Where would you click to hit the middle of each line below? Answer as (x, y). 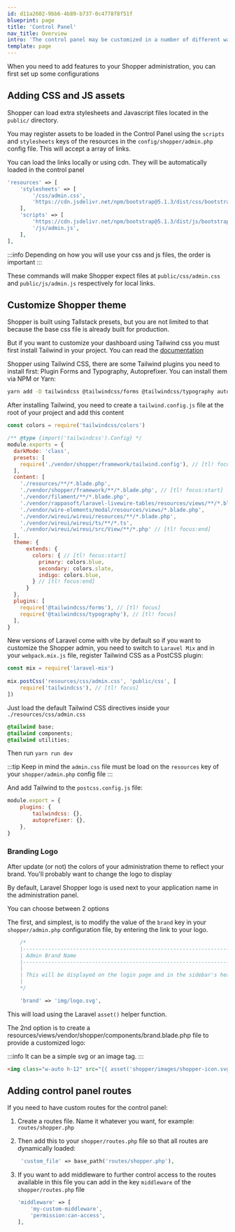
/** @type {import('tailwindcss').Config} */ (74, 438)
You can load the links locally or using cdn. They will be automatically (107, 162)
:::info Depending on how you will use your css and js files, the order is (109, 255)
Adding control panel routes (69, 1091)
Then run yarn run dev (40, 753)
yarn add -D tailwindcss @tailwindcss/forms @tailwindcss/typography (111, 392)
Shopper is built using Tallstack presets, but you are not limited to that (108, 322)
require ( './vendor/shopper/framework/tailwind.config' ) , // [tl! (117, 464)
